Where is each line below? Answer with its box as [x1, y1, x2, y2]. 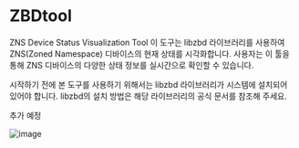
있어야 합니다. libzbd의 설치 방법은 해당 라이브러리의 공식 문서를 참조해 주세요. [9, 90, 287, 101]
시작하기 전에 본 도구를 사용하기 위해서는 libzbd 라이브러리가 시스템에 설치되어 [9, 79, 288, 90]
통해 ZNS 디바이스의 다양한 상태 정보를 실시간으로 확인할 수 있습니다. [9, 59, 254, 70]
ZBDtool [9, 5, 73, 26]
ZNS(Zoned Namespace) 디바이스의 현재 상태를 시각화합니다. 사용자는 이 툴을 [9, 48, 290, 59]
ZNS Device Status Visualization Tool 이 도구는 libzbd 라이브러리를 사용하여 [9, 37, 285, 48]
